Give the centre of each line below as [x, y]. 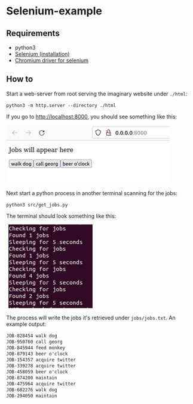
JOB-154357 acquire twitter [41, 360]
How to [20, 79]
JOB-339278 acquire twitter [41, 366]
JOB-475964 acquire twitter [41, 384]
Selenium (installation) [42, 54]
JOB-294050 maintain [32, 396]
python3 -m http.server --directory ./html [61, 105]
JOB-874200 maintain [32, 378]
